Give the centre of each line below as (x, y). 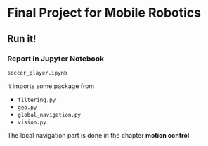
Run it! (22, 39)
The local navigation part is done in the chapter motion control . (99, 135)
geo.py (27, 107)
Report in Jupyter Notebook (56, 59)
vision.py (32, 122)
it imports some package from (51, 86)
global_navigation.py (49, 115)
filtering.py (37, 100)
